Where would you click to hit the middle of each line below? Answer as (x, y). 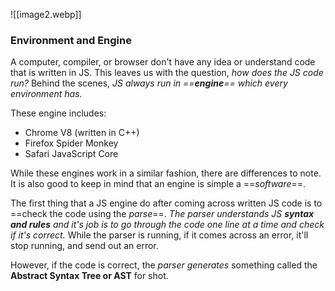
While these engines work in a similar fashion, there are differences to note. (166, 173)
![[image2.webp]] (46, 14)
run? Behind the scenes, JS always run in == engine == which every (149, 83)
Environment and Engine (71, 40)
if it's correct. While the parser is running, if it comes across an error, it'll (159, 235)
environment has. (46, 94)
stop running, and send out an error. (84, 246)
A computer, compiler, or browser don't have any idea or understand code (163, 62)
